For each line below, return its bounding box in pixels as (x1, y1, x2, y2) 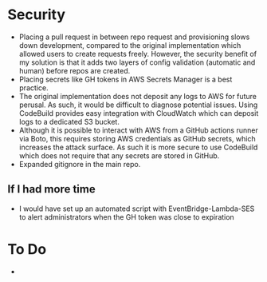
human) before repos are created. (18, 66, 131, 75)
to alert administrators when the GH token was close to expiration (18, 212, 234, 221)
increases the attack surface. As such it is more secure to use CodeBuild (18, 142, 258, 152)
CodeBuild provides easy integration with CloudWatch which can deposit (18, 108, 259, 117)
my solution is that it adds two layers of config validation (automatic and (18, 58, 256, 67)
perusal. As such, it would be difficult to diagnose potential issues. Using (18, 100, 258, 109)
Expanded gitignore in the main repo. (18, 159, 141, 169)
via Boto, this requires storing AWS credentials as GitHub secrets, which (18, 133, 256, 143)
